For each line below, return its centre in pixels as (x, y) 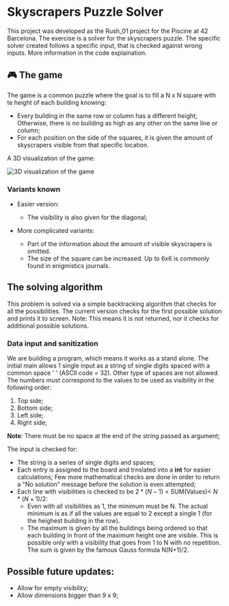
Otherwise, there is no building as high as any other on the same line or (117, 123)
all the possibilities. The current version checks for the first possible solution (114, 311)
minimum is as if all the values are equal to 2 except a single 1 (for (120, 513)
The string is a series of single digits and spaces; (86, 463)
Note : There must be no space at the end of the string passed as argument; (113, 436)
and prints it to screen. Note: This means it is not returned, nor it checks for (113, 318)
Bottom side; (35, 408)
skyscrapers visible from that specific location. (83, 145)
